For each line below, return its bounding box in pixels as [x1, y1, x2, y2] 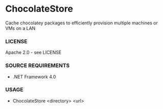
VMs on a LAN [5, 25, 36, 31]
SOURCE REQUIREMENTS [5, 62, 70, 69]
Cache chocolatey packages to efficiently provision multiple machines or [5, 20, 158, 26]
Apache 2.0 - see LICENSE [5, 49, 62, 56]
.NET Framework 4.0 [12, 74, 56, 80]
